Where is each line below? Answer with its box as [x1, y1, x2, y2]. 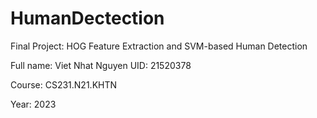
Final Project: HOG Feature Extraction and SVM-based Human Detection [10, 40, 308, 52]
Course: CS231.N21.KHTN [10, 78, 118, 91]
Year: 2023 [10, 98, 57, 110]
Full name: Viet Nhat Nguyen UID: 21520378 [10, 59, 192, 71]
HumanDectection [10, 7, 165, 30]
